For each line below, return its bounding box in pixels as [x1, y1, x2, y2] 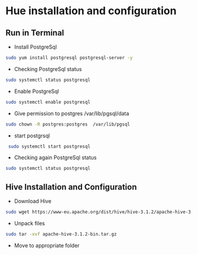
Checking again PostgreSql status [14, 154, 97, 161]
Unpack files [14, 220, 46, 227]
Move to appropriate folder [14, 241, 80, 249]
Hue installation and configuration [5, 4, 177, 18]
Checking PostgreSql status [14, 65, 82, 72]
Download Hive [14, 198, 51, 205]
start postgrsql [14, 132, 50, 139]
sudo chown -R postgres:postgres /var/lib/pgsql [5, 121, 131, 127]
